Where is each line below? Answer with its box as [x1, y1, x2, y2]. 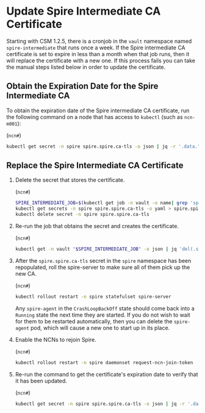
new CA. [15, 270, 37, 277]
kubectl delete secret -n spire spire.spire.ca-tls [15, 212, 149, 218]
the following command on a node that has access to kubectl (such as [6, 113, 183, 120]
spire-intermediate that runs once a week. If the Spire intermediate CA [6, 44, 186, 51]
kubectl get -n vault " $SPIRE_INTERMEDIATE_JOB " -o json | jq [15, 246, 177, 253]
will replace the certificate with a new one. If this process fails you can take [6, 57, 195, 64]
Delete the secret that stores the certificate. [15, 176, 125, 184]
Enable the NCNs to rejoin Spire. [15, 336, 96, 343]
